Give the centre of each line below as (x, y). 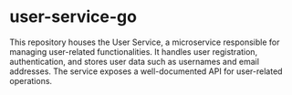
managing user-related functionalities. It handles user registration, (134, 51)
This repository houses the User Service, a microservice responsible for (145, 42)
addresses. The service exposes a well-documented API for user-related (146, 71)
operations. (31, 80)
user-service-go (73, 17)
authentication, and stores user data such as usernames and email (135, 61)
